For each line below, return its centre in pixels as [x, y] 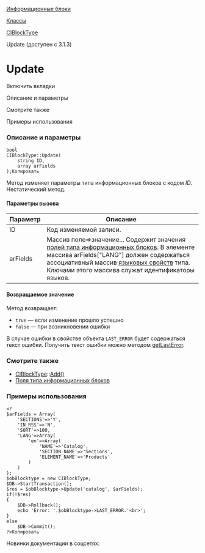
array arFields [37, 166]
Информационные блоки [39, 9]
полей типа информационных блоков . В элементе [121, 247]
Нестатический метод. [36, 190]
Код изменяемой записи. [84, 230]
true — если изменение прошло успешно [69, 320]
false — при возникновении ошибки [63, 326]
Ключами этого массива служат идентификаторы [121, 270]
